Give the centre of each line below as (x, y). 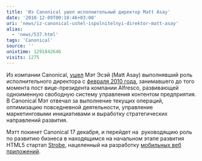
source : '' (20, 46)
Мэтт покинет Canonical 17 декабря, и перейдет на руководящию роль (99, 132)
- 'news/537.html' (35, 35)
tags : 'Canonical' (30, 40)
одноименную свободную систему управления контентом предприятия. (101, 94)
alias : (15, 29)
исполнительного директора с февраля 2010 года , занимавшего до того (100, 81)
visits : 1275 (23, 57)
